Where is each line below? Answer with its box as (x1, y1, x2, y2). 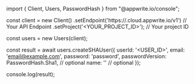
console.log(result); (6, 71, 55, 77)
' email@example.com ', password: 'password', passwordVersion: (6, 53, 167, 59)
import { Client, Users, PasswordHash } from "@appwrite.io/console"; (6, 5, 180, 12)
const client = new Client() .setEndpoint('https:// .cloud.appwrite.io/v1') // (6, 17, 187, 23)
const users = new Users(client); (6, 35, 88, 41)
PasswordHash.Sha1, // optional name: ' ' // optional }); (6, 59, 141, 66)
